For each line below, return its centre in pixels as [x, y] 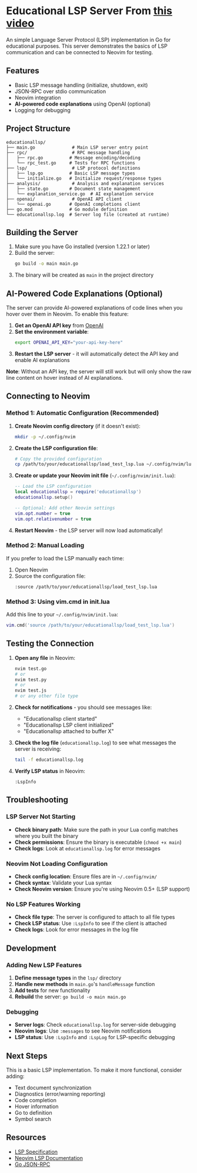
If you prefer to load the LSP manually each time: [65, 558]
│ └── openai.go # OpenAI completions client [74, 204]
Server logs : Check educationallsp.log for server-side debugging [95, 1025]
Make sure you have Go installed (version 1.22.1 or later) [82, 247]
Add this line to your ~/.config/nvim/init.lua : [62, 615]
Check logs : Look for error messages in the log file [76, 929]
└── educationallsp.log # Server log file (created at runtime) [88, 214]
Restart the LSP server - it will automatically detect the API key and [96, 354]
